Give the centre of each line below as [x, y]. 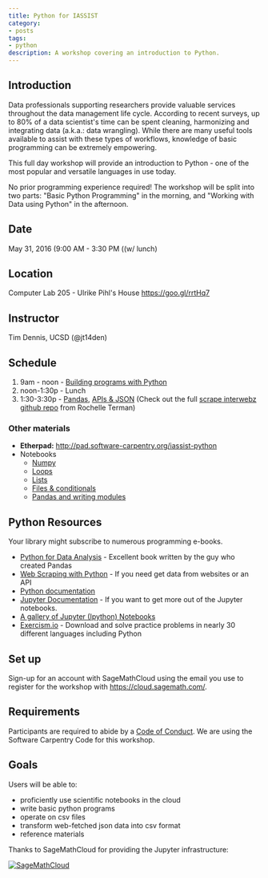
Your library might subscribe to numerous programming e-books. [116, 541]
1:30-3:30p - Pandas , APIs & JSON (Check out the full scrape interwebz [138, 399]
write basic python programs [68, 808]
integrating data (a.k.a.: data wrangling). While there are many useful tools [130, 130]
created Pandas [46, 565]
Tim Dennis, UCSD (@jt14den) [58, 338]
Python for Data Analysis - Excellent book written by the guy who [127, 557]
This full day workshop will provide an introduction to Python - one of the [129, 163]
